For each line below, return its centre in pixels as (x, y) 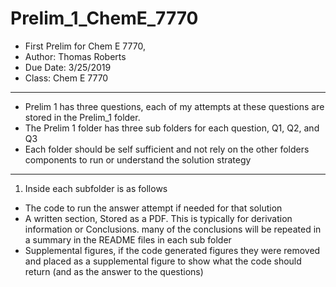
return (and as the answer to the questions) (114, 271)
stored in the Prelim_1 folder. (82, 117)
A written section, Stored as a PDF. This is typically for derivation (158, 218)
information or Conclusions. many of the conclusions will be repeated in (173, 229)
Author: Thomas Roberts (75, 56)
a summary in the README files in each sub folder (128, 239)
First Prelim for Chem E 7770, (85, 46)
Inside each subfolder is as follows (96, 188)
